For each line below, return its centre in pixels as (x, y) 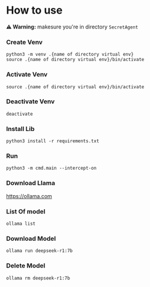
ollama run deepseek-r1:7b (39, 251)
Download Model (31, 238)
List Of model (26, 211)
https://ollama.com (29, 196)
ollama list (21, 224)
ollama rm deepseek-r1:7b (38, 278)
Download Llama (31, 183)
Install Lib (20, 129)
